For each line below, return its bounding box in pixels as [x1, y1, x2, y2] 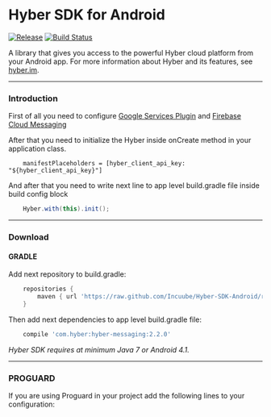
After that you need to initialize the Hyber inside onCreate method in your [8, 136, 252, 145]
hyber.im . [8, 65, 40, 74]
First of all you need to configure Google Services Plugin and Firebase [8, 111, 242, 121]
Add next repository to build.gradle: [8, 269, 127, 279]
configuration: [8, 399, 55, 409]
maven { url [37, 293, 78, 301]
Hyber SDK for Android [8, 6, 165, 24]
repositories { [23, 285, 74, 294]
